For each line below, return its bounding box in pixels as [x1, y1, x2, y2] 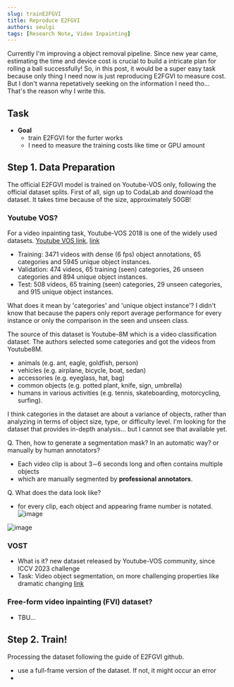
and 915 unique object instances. [17, 287, 114, 297]
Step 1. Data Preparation [7, 162, 116, 174]
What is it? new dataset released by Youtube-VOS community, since [17, 557, 215, 566]
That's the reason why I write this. [7, 87, 106, 95]
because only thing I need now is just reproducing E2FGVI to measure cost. [7, 72, 226, 80]
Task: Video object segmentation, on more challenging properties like [17, 572, 220, 580]
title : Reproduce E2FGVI [7, 17, 80, 24]
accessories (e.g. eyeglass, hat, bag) [17, 374, 125, 382]
